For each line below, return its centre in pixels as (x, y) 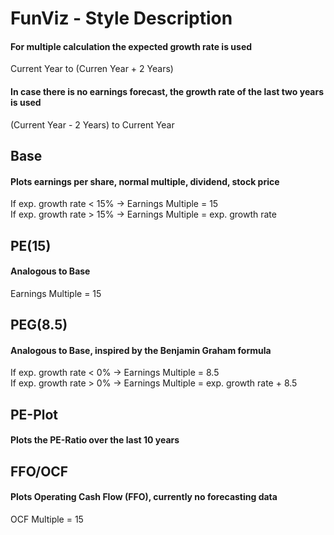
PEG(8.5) (39, 325)
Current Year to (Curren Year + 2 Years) (92, 69)
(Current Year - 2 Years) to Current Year (92, 124)
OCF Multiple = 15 (47, 519)
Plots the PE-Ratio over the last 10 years (95, 440)
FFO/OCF (39, 471)
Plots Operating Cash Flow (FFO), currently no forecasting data (144, 497)
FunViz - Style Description (121, 18)
